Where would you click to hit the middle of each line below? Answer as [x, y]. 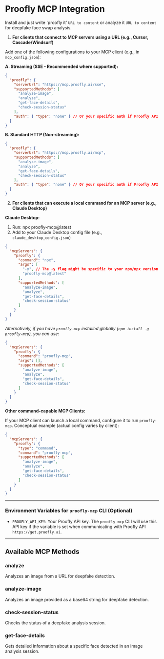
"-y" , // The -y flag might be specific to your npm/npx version [91, 269]
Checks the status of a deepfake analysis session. [55, 623]
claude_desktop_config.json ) [41, 237]
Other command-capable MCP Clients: [45, 411]
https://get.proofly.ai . [37, 531]
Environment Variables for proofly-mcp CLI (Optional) [69, 510]
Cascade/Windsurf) [33, 42]
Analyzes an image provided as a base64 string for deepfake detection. [77, 599]
